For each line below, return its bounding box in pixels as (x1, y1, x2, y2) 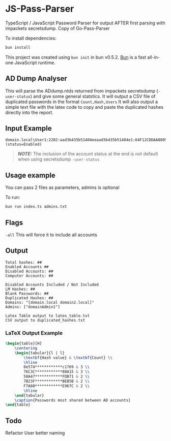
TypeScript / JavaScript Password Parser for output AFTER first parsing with (5, 20, 165, 26)
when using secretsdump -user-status (17, 156, 100, 163)
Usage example (5, 171, 56, 179)
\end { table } (5, 402, 31, 407)
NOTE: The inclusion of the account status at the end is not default (17, 151, 158, 157)
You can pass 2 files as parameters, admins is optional (5, 184, 120, 191)
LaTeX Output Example (5, 329, 63, 336)
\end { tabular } (14, 393, 44, 398)
